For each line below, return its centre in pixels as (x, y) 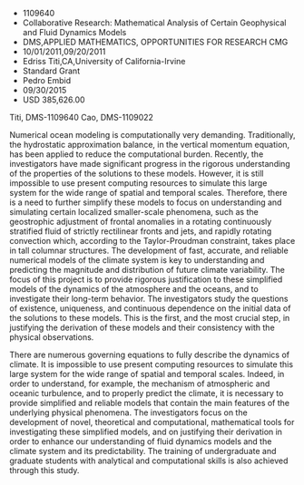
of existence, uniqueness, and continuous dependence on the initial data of (150, 308)
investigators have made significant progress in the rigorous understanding (150, 164)
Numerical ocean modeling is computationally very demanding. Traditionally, (152, 135)
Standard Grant (51, 71)
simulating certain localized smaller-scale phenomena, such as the (134, 212)
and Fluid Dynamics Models (74, 32)
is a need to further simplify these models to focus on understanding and (146, 202)
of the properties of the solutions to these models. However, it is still (137, 173)
